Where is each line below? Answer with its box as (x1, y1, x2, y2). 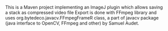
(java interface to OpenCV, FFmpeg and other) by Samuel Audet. (5, 20, 140, 26)
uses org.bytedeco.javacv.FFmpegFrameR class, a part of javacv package (5, 15, 159, 20)
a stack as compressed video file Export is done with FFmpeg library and (5, 9, 157, 15)
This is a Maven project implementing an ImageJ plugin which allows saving (5, 4, 163, 10)
